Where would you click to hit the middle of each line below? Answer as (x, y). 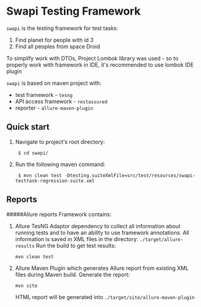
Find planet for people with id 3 (54, 40)
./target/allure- (161, 239)
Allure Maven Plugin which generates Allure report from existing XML (102, 268)
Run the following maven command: (60, 164)
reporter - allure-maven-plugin (54, 107)
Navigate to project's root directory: (60, 142)
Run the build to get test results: (76, 245)
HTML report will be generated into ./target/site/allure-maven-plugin (105, 297)
